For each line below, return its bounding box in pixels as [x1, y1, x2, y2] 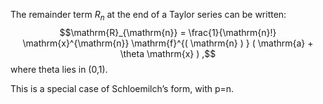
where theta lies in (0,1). [10, 63, 108, 75]
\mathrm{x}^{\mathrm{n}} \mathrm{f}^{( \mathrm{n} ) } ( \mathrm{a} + [22, 37, 314, 49]
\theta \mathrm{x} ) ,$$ [119, 47, 217, 59]
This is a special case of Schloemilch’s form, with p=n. [10, 82, 235, 94]
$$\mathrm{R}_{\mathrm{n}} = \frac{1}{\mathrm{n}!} [59, 26, 277, 38]
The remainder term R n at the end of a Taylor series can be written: [10, 9, 287, 23]
